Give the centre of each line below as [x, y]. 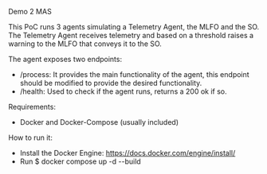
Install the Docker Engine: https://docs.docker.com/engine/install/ [128, 153]
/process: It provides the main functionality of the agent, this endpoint [134, 74]
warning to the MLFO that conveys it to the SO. [85, 44]
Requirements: [32, 107]
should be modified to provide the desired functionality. [111, 83]
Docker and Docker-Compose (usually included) [99, 122]
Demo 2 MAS [30, 12]
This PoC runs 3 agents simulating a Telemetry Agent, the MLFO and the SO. [134, 27]
